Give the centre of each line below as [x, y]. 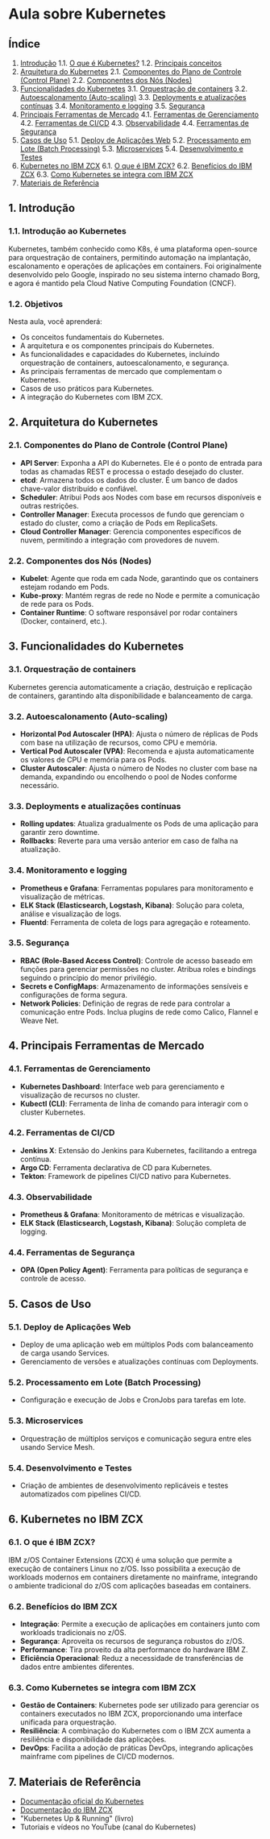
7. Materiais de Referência [75, 1782]
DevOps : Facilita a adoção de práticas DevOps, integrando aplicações [137, 1748]
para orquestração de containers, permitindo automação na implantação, [130, 257]
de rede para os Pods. [57, 604]
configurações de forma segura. [73, 994]
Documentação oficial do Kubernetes [82, 1801]
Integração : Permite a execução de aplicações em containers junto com [140, 1624]
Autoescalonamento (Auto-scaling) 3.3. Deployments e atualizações [133, 97]
